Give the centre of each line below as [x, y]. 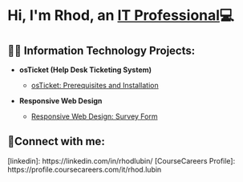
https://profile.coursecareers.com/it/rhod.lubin [85, 169]
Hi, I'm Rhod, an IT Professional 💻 [121, 16]
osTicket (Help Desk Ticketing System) [85, 70]
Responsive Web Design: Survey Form [94, 116]
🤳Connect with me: [56, 142]
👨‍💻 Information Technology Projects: [101, 50]
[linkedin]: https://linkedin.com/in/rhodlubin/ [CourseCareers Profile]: [121, 160]
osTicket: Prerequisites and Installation [95, 85]
